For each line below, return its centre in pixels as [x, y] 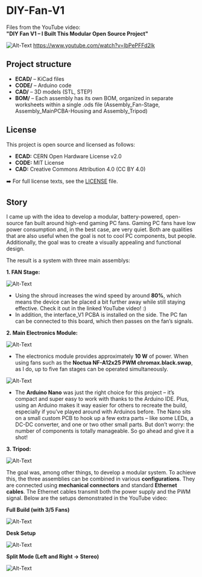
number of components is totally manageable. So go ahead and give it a [104, 431]
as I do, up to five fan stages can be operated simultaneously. [92, 369]
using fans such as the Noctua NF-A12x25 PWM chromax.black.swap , [104, 363]
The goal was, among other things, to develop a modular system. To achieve [101, 473]
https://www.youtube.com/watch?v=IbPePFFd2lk [94, 45]
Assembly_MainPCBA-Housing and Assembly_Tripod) [81, 111]
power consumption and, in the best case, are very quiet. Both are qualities [99, 229]
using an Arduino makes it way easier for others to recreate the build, [101, 406]
